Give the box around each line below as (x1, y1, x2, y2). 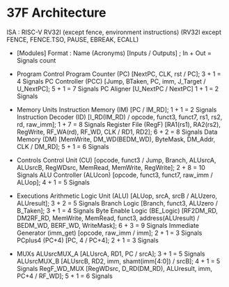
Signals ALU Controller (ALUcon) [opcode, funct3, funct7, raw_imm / (16, 171, 213, 179)
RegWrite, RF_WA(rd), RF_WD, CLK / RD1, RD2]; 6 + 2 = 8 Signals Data (16, 127, 218, 136)
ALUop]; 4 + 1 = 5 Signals (16, 178, 90, 186)
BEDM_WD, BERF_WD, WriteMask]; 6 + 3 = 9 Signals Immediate (16, 221, 200, 229)
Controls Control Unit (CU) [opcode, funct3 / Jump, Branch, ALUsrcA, (16, 155, 216, 164)
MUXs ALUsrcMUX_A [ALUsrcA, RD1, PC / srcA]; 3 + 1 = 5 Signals (16, 249, 205, 258)
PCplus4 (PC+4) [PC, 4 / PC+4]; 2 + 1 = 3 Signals (16, 235, 159, 245)
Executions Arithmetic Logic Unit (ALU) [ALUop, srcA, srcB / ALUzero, (16, 192, 217, 200)
